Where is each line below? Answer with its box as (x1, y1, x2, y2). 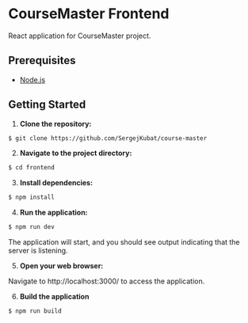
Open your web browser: (19, 261, 104, 271)
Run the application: (19, 207, 89, 218)
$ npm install (8, 193, 55, 202)
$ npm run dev (8, 223, 55, 231)
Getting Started (8, 98, 86, 112)
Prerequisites (8, 54, 76, 67)
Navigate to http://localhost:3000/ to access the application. (8, 276, 205, 286)
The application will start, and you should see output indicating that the (8, 237, 240, 247)
